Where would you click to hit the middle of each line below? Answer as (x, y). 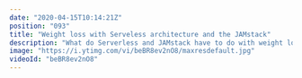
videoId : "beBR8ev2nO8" (54, 59)
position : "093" (40, 26)
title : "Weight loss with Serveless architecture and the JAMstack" (140, 34)
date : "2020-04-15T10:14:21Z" (66, 17)
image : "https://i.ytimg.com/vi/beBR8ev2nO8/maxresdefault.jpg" (132, 51)
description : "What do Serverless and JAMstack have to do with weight (146, 43)
